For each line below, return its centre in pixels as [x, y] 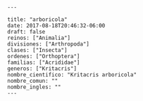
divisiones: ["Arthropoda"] [49, 44]
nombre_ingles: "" [35, 87]
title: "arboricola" [37, 20]
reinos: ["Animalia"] [39, 38]
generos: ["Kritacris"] [42, 69]
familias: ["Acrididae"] [44, 62]
